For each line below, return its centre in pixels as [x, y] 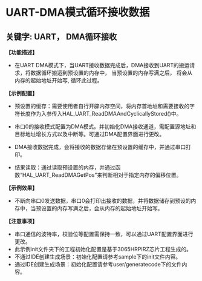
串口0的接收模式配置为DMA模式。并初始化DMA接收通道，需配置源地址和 [105, 127]
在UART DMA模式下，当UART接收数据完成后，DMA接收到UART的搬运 [102, 65]
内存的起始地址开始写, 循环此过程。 [58, 80]
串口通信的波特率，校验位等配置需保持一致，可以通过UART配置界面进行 [104, 234]
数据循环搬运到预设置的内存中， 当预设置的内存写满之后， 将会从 [112, 73]
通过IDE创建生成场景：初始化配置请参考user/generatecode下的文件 [98, 264]
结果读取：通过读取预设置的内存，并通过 [65, 167]
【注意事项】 [21, 221]
